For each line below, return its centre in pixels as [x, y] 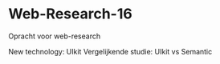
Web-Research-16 [70, 14]
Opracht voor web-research [55, 36]
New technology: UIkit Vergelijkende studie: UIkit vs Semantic [110, 51]
